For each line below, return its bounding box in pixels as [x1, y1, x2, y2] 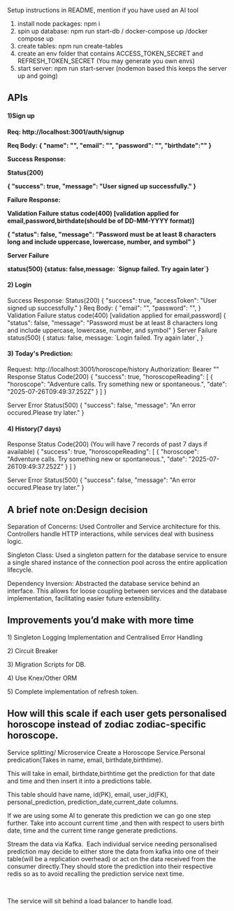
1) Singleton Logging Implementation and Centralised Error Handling [7, 633, 203, 641]
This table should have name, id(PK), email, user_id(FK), [7, 790, 169, 798]
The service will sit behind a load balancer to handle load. [7, 896, 173, 905]
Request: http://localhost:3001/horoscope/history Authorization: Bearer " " [7, 364, 219, 374]
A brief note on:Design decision [7, 504, 148, 516]
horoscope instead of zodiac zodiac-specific [7, 718, 206, 731]
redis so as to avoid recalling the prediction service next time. [7, 869, 184, 878]
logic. [7, 537, 23, 545]
